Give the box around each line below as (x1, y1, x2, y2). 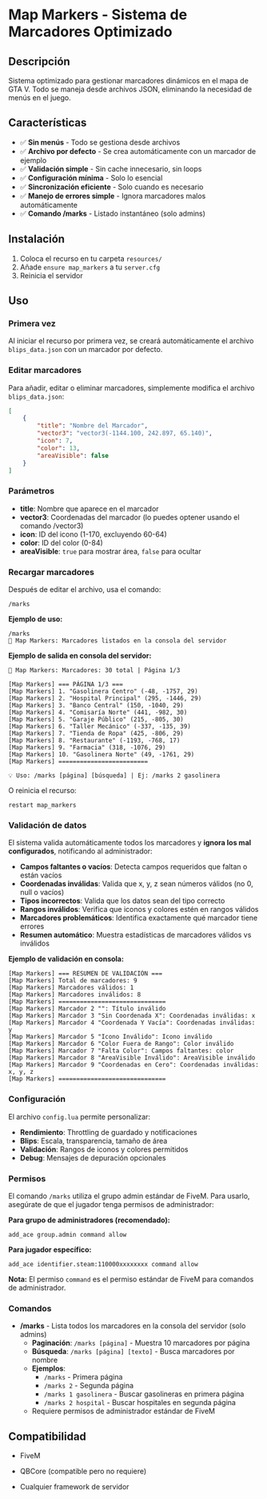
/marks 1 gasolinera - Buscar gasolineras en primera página (43, 1389, 245, 1399)
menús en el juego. (8, 93, 72, 102)
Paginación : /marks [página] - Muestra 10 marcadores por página (31, 1338, 250, 1348)
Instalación (8, 233, 66, 246)
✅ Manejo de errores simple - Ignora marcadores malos (19, 191, 206, 201)
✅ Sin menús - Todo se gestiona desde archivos (19, 137, 181, 147)
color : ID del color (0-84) (19, 537, 104, 547)
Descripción (8, 55, 70, 68)
